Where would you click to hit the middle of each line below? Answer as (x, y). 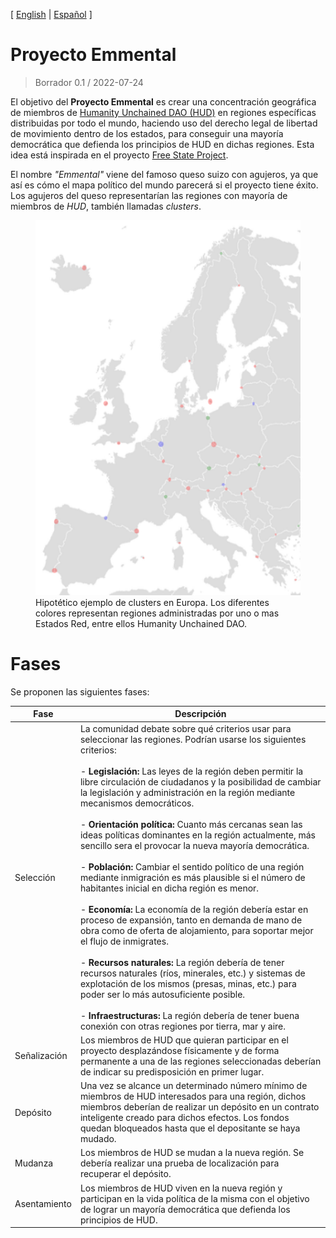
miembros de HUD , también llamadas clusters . (106, 206)
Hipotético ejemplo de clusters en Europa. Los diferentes (152, 602)
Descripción (200, 714)
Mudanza (34, 1163)
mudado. (98, 1139)
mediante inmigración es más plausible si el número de (192, 877)
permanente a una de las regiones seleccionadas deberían (200, 1061)
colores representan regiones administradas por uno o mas (157, 613)
